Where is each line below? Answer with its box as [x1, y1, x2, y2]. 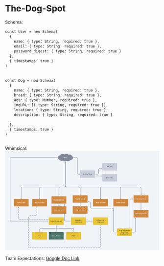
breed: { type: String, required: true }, [14, 92, 102, 98]
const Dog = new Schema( [5, 78, 56, 83]
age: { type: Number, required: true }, [14, 97, 97, 103]
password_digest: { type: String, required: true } [14, 48, 121, 54]
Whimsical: [5, 145, 27, 151]
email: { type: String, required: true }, [14, 44, 102, 49]
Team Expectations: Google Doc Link [5, 255, 80, 261]
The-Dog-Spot [5, 3, 66, 14]
